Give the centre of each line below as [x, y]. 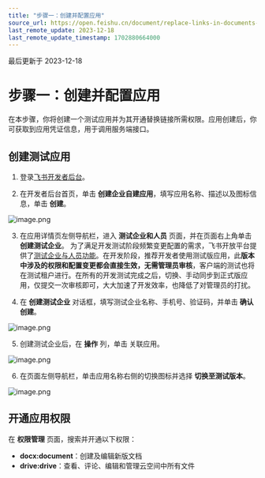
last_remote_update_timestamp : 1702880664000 [84, 38]
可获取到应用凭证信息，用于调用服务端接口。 [81, 129]
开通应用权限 [39, 418]
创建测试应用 [39, 156]
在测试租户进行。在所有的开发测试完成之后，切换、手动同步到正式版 [130, 275]
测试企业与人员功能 [65, 255]
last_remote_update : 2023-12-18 [61, 30]
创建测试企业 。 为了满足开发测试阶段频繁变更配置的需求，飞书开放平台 [134, 245]
